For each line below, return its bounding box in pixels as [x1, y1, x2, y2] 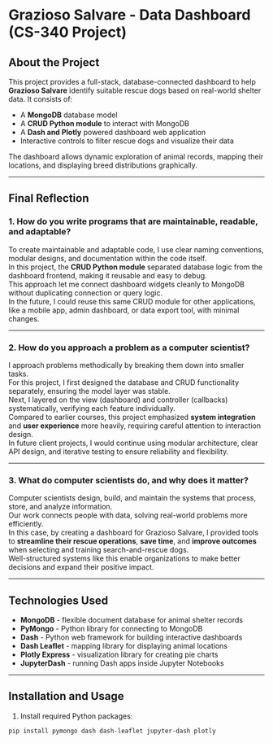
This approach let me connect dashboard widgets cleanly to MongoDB [8, 279, 245, 289]
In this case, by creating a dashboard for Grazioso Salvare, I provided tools [8, 527, 258, 538]
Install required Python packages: [19, 710, 133, 721]
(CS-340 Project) [8, 23, 128, 42]
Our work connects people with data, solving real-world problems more [8, 510, 248, 520]
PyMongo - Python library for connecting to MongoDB [19, 624, 203, 634]
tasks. [8, 369, 29, 378]
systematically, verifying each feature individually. [8, 403, 176, 413]
